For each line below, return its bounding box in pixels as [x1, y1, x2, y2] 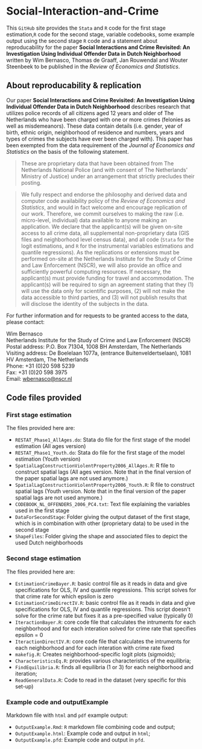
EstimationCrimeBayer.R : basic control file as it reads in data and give [14, 579, 188, 587]
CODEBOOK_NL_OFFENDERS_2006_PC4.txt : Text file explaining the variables [14, 501, 191, 508]
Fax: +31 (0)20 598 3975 [6, 368, 68, 376]
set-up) [14, 682, 34, 690]
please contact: [6, 318, 45, 325]
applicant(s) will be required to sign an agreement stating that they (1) [21, 280, 194, 288]
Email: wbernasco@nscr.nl [6, 375, 72, 382]
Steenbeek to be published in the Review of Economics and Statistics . [6, 62, 180, 70]
